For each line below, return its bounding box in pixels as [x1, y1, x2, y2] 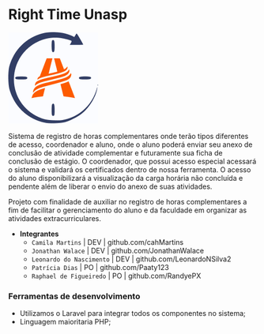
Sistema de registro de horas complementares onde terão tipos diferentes [8, 131, 249, 141]
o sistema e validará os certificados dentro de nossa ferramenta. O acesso [8, 164, 251, 175]
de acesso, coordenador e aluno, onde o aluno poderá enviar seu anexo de [8, 140, 253, 149]
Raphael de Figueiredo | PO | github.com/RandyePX [31, 271, 202, 280]
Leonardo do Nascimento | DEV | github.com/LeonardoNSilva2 [31, 254, 232, 264]
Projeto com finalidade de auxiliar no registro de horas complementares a [8, 197, 247, 206]
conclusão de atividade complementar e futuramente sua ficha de [8, 148, 223, 157]
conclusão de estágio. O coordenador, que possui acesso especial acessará [8, 156, 257, 166]
